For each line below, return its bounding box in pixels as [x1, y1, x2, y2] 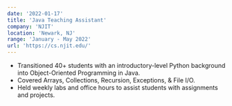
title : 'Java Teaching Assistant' [7, 17, 107, 24]
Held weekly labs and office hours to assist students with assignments [17, 84, 218, 91]
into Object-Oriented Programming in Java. [17, 69, 141, 77]
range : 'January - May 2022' [7, 36, 91, 43]
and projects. [17, 91, 55, 99]
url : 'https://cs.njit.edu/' [7, 42, 91, 49]
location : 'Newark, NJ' [7, 29, 76, 37]
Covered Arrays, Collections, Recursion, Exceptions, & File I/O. [17, 76, 195, 84]
